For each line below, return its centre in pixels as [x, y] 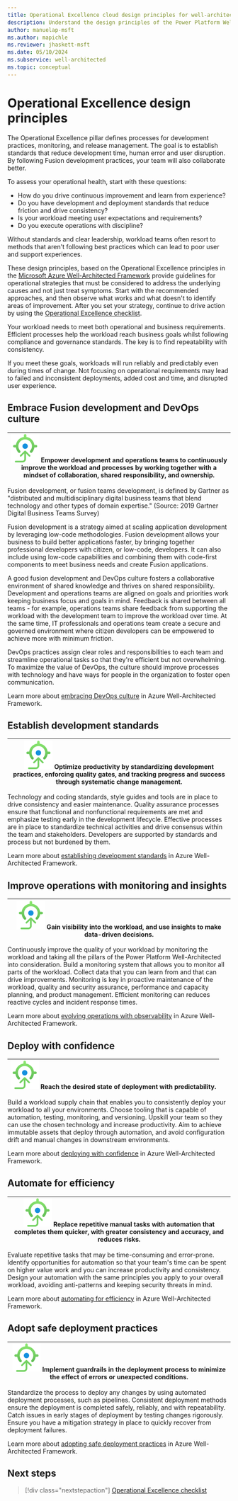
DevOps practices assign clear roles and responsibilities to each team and [115, 652]
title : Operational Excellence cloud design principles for [98, 15]
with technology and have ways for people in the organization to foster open [119, 674]
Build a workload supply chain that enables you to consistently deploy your [117, 1102]
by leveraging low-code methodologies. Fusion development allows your [113, 534]
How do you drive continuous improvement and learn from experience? [121, 195]
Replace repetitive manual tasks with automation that [134, 1224]
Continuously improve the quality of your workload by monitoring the [108, 949]
